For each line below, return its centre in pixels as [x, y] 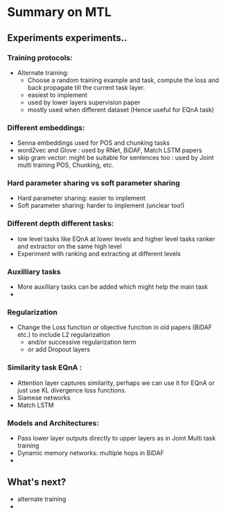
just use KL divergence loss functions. [72, 390]
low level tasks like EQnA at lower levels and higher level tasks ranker [116, 239]
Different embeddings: [46, 127]
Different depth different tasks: [61, 223]
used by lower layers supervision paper [84, 102]
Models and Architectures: [53, 423]
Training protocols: [40, 58]
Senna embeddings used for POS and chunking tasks [93, 143]
